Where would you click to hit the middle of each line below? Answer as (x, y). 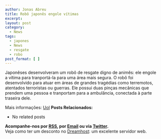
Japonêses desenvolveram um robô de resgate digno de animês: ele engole (80, 72)
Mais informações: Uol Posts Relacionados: (49, 108)
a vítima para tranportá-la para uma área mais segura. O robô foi (69, 78)
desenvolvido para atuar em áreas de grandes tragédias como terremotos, (79, 83)
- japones (19, 41)
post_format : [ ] (22, 59)
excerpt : (14, 18)
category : (15, 28)
